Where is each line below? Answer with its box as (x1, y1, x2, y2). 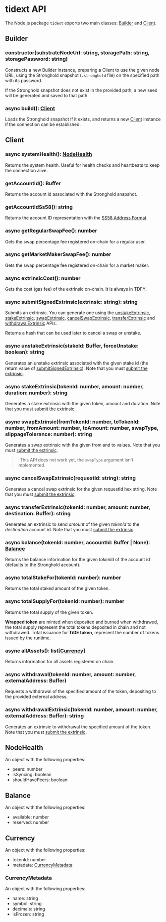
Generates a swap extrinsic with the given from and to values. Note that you (5, 442, 160, 448)
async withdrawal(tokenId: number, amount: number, (5, 671, 136, 678)
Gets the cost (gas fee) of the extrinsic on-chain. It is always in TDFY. (5, 286, 147, 292)
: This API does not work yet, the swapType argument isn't (17, 457, 134, 463)
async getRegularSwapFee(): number (5, 228, 98, 234)
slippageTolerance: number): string (5, 431, 93, 438)
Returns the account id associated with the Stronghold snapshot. (5, 191, 138, 197)
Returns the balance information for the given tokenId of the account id (5, 557, 150, 563)
